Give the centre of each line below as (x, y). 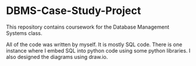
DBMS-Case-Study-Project (74, 11)
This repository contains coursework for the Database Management (88, 27)
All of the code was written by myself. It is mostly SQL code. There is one (94, 44)
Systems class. (24, 33)
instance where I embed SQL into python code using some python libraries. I (98, 50)
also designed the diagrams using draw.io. (57, 57)
